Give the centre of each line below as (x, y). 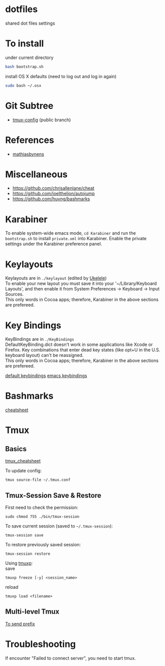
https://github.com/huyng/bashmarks (51, 199)
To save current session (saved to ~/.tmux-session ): (59, 526)
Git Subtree (29, 105)
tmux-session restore (28, 554)
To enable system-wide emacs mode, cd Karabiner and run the (71, 233)
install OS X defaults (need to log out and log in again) (61, 76)
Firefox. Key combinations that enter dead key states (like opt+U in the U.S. (83, 350)
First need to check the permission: (42, 507)
